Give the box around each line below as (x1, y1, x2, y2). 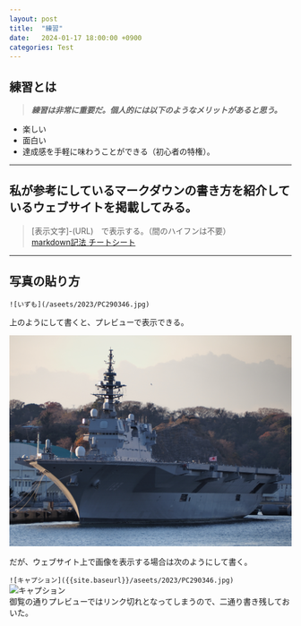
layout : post (9, 14, 58, 23)
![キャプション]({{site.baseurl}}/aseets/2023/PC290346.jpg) (9, 576, 235, 586)
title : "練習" (9, 23, 64, 33)
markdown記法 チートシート (30, 236, 136, 247)
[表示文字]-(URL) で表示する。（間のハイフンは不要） (30, 225, 231, 236)
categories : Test (9, 43, 74, 52)
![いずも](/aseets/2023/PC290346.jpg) (9, 300, 150, 309)
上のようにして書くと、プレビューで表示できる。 (9, 316, 189, 327)
